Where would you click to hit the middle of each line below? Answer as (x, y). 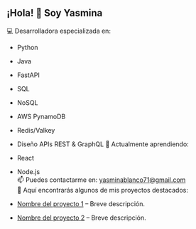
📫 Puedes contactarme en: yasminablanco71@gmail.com (101, 180)
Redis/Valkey (36, 130)
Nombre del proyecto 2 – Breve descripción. (81, 218)
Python (27, 47)
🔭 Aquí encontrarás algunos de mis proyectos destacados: (103, 190)
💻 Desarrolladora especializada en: (59, 31)
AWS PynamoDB (41, 116)
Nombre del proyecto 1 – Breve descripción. (81, 203)
